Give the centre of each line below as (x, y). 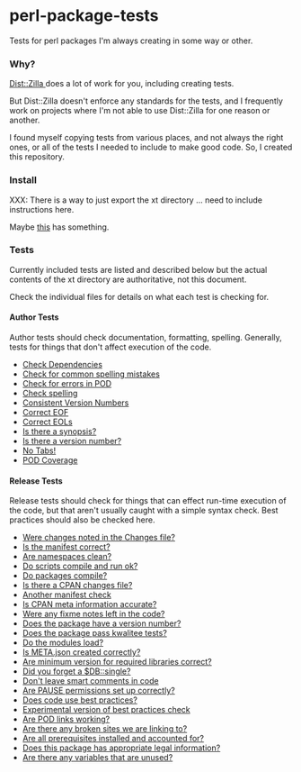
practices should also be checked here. (82, 520)
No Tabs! (39, 450)
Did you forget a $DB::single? (76, 671)
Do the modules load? (63, 643)
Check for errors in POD (67, 384)
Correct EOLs (48, 422)
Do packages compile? (65, 576)
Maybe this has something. (59, 227)
